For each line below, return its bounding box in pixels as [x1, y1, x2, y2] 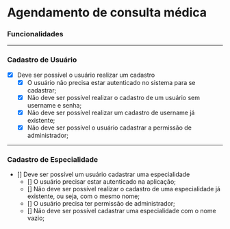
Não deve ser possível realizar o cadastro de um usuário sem [27, 93, 201, 101]
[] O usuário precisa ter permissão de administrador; [27, 200, 176, 208]
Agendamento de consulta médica [7, 5, 207, 21]
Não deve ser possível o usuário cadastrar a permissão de [27, 123, 192, 132]
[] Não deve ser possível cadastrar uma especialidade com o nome [27, 207, 217, 215]
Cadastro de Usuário [7, 55, 77, 64]
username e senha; [27, 101, 82, 109]
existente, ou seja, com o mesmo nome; [27, 192, 140, 200]
